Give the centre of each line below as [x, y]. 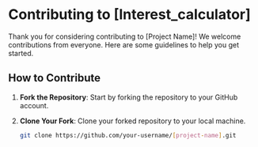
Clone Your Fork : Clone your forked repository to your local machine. [133, 121]
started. [21, 53]
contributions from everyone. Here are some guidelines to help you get [124, 44]
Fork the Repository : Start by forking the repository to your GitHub [129, 97]
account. [34, 105]
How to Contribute [55, 78]
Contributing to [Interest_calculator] [129, 15]
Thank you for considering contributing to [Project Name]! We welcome [125, 36]
